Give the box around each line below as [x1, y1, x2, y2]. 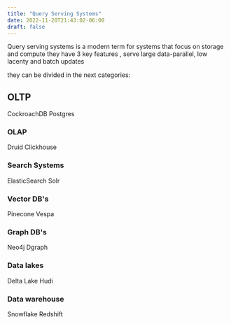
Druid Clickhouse [7, 143, 57, 151]
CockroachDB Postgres [7, 110, 75, 118]
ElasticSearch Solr [7, 176, 60, 185]
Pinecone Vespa [7, 210, 55, 218]
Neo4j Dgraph [7, 243, 48, 252]
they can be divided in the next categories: [7, 71, 131, 79]
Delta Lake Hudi [7, 276, 54, 285]
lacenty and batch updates [7, 57, 85, 66]
